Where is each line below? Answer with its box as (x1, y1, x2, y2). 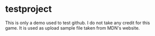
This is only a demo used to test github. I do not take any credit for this (5, 20, 151, 26)
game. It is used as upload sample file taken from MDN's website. (5, 25, 140, 31)
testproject (5, 3, 52, 15)
